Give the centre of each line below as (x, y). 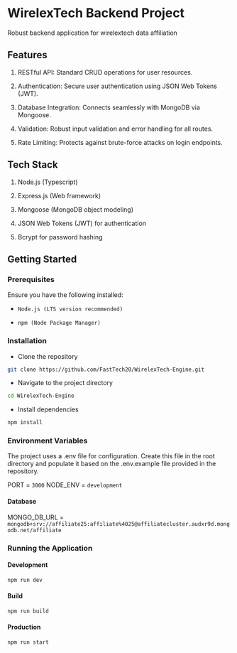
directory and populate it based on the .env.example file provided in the (112, 464)
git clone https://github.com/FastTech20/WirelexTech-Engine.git (106, 369)
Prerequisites (31, 279)
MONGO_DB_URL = (35, 517)
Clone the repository (48, 356)
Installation (27, 341)
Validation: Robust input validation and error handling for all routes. (115, 129)
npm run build (28, 611)
